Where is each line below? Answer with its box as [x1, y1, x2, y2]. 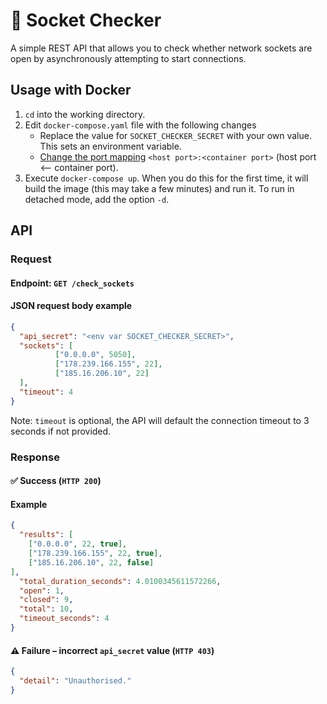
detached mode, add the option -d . [24, 193, 170, 205]
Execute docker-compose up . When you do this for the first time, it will [24, 172, 309, 184]
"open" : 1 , [19, 585, 65, 596]
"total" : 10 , [19, 604, 74, 614]
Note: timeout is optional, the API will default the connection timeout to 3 [10, 414, 310, 426]
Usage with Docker [10, 82, 132, 99]
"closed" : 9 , [19, 595, 74, 605]
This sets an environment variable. [39, 140, 182, 152]
